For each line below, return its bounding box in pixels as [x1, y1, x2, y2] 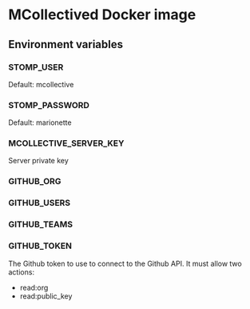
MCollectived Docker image [8, 6, 196, 24]
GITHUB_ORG [8, 176, 62, 187]
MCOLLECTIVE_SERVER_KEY [8, 138, 125, 149]
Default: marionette [8, 118, 72, 127]
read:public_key [19, 291, 73, 301]
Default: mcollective [8, 79, 74, 89]
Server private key [8, 156, 69, 166]
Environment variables [8, 38, 124, 51]
